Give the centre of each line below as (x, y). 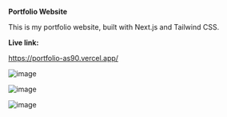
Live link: (24, 42)
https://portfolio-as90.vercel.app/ (63, 58)
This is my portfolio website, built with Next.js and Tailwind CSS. (114, 27)
